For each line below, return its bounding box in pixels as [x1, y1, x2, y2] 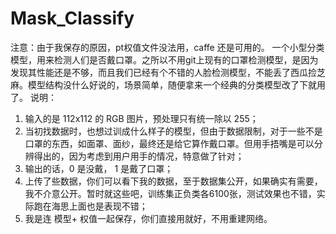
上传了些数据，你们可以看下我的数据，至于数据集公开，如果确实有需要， [24, 175, 323, 187]
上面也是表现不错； [68, 200, 148, 212]
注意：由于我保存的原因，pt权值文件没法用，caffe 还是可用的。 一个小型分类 [10, 41, 325, 53]
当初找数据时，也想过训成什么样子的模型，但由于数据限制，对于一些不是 [24, 125, 323, 137]
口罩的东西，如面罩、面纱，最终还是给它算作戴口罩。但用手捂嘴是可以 [24, 137, 315, 149]
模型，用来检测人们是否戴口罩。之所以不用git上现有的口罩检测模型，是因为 [10, 53, 319, 66]
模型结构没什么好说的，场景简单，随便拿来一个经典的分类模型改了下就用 [27, 78, 326, 91]
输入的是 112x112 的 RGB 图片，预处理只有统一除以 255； [24, 112, 259, 124]
